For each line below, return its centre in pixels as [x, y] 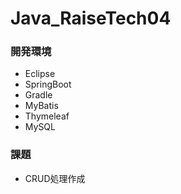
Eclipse [40, 74]
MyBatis [41, 106]
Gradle [38, 95]
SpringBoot [48, 84]
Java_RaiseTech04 [91, 18]
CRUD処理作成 [55, 178]
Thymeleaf [47, 116]
